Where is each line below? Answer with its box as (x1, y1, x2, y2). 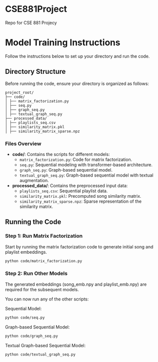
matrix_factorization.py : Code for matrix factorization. (19, 156, 132, 162)
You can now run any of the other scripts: (5, 296, 89, 302)
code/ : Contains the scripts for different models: (12, 151, 110, 157)
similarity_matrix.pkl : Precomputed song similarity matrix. (19, 193, 141, 199)
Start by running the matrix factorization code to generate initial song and (5, 243, 154, 249)
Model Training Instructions (5, 37, 121, 48)
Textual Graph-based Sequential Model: (5, 342, 86, 348)
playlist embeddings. (5, 249, 48, 255)
